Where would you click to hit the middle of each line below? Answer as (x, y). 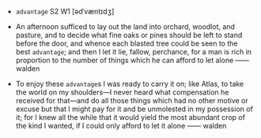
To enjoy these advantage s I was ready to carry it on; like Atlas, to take (130, 84)
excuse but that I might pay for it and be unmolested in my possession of (134, 109)
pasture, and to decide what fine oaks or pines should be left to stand (129, 35)
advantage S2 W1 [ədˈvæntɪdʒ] (65, 11)
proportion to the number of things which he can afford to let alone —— (132, 60)
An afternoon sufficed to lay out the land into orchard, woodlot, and (125, 26)
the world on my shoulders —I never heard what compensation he (122, 92)
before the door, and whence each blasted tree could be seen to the (127, 43)
